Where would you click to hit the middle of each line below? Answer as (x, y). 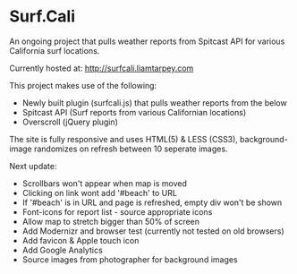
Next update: (33, 166)
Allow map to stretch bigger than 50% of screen (110, 221)
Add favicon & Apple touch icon (81, 240)
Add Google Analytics (62, 250)
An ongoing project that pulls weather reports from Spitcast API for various (147, 41)
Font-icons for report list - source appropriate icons (117, 211)
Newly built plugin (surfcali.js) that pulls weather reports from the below (155, 103)
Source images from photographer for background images (130, 259)
